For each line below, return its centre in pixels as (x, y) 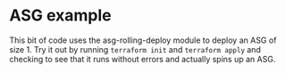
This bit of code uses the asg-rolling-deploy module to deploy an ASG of (143, 40)
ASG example (60, 16)
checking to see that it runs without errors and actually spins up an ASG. (143, 59)
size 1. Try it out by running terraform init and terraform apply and (135, 49)
